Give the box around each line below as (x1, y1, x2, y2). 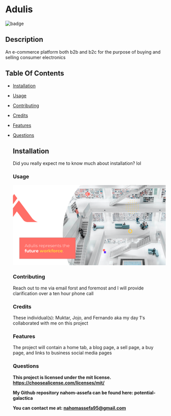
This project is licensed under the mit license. (12, 374, 111, 380)
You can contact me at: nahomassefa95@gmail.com (12, 405, 126, 411)
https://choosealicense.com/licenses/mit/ (12, 379, 105, 386)
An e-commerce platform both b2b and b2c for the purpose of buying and (5, 48, 161, 55)
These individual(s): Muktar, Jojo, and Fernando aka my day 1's (12, 315, 145, 321)
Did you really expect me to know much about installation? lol (12, 160, 141, 166)
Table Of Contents (5, 69, 65, 78)
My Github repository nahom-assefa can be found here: (12, 389, 133, 396)
